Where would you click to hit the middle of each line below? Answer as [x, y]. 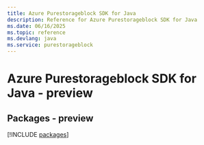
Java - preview [50, 93]
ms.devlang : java [32, 39]
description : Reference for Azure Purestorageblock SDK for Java [102, 20]
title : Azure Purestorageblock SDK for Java [72, 13]
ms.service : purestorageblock [50, 45]
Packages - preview [50, 118]
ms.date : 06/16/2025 [37, 26]
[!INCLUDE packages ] [38, 134]
